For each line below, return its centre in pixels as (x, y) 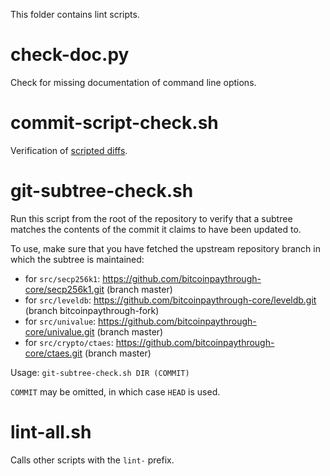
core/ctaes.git (53, 353)
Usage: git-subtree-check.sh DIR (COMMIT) (100, 372)
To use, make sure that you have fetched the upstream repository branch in (165, 248)
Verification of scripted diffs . (69, 150)
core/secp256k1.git (64, 289)
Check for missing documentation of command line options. (133, 82)
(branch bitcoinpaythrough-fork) (92, 310)
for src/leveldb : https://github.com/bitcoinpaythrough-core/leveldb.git (170, 300)
